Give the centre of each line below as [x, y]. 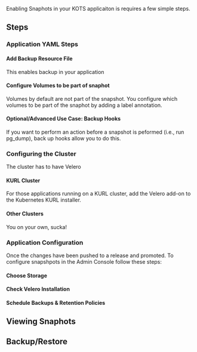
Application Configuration [45, 242]
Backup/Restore [37, 342]
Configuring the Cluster [41, 153]
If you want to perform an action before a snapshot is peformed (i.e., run [95, 132]
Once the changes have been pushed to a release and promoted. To [90, 255]
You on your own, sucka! [37, 227]
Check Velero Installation [38, 289]
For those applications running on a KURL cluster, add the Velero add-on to [98, 194]
